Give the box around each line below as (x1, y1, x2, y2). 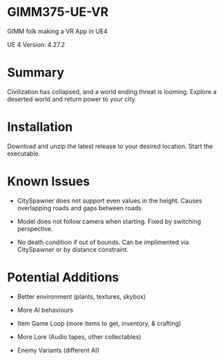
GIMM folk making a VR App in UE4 (7, 27, 108, 35)
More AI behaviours (17, 306, 74, 314)
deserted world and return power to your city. (7, 95, 137, 103)
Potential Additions (7, 269, 119, 285)
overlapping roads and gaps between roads (17, 203, 142, 212)
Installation (7, 119, 73, 135)
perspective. (17, 224, 53, 232)
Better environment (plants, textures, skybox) (17, 292, 146, 301)
